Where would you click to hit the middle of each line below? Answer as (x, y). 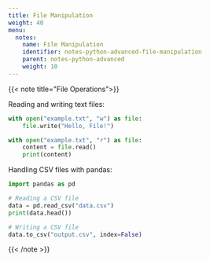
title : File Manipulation (50, 15)
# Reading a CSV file (44, 198)
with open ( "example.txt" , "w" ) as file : (76, 119)
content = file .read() (59, 147)
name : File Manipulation (63, 45)
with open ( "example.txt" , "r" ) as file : (76, 140)
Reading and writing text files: (56, 104)
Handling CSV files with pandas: (60, 170)
